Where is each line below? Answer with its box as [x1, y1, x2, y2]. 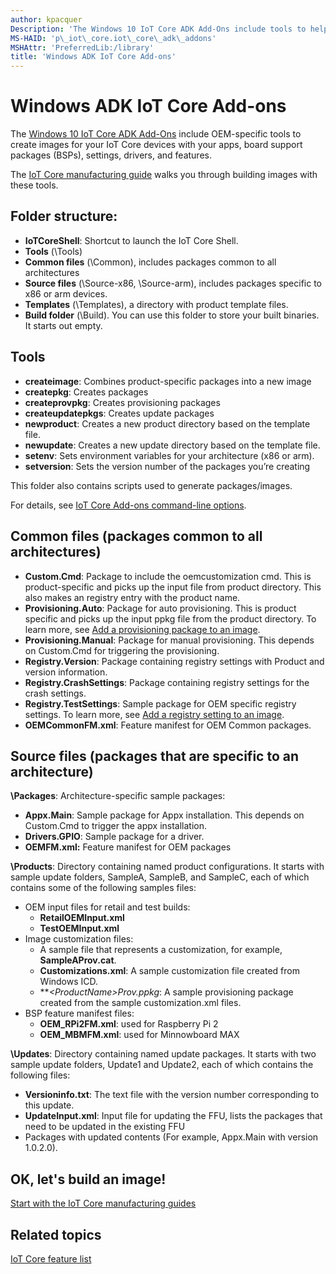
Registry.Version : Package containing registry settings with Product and [24, 655, 325, 667]
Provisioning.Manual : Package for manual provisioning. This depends [24, 634, 315, 646]
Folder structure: [10, 208, 118, 225]
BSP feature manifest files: [24, 1007, 135, 1020]
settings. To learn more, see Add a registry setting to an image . [24, 708, 285, 720]
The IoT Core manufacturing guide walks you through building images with [10, 169, 318, 181]
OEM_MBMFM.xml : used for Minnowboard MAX [39, 1029, 240, 1041]
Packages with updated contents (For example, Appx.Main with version [24, 1131, 319, 1143]
